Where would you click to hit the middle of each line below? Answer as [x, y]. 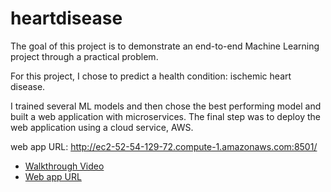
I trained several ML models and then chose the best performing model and [166, 106]
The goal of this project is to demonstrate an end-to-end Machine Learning [165, 46]
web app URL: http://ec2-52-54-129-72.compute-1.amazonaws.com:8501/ [164, 146]
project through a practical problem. [84, 56]
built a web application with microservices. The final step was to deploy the [165, 116]
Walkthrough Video [64, 166]
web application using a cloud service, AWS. [102, 127]
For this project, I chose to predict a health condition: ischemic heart [151, 76]
